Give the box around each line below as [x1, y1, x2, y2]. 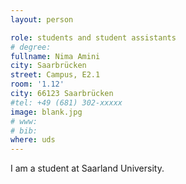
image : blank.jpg [10, 107, 83, 117]
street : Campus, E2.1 [10, 70, 101, 80]
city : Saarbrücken [10, 61, 87, 71]
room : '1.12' [10, 79, 65, 90]
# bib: [10, 126, 38, 136]
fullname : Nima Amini [10, 51, 101, 61]
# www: [10, 116, 38, 126]
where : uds [10, 135, 56, 145]
